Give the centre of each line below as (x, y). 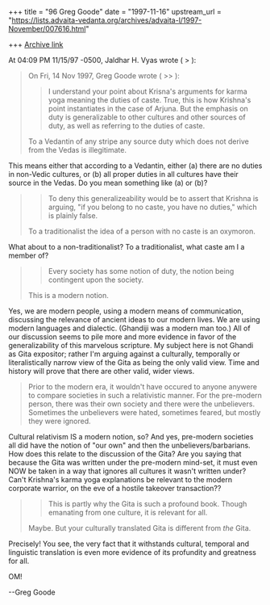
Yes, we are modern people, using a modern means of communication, (126, 311)
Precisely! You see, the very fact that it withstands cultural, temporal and (129, 544)
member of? (29, 255)
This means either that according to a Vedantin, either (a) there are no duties (135, 166)
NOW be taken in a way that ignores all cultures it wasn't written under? (127, 471)
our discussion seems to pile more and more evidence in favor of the (123, 337)
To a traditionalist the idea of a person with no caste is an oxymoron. (142, 231)
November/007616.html (47, 29)
